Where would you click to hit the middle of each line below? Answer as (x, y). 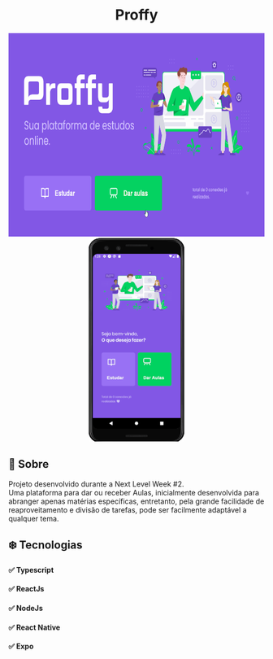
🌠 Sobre (29, 464)
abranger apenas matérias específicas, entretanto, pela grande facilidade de (136, 501)
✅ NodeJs (26, 608)
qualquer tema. (34, 518)
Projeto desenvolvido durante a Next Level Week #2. (96, 484)
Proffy (136, 15)
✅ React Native (35, 627)
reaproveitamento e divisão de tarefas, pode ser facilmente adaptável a (128, 509)
